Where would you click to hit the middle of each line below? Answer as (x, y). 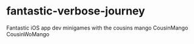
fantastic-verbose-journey (76, 11)
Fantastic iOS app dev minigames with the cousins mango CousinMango (97, 28)
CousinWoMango (28, 34)
